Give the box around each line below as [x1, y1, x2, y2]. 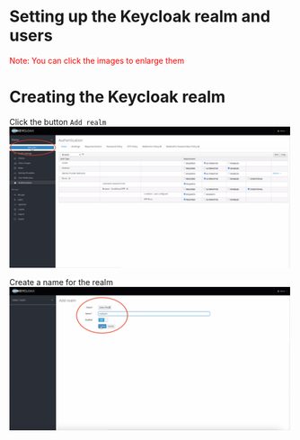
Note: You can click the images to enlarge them [9, 55, 185, 66]
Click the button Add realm [9, 116, 107, 127]
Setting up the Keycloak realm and [9, 6, 271, 27]
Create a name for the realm [9, 277, 114, 288]
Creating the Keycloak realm [9, 87, 226, 107]
